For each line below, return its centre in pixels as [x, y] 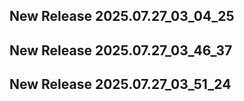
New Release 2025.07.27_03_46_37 [121, 50]
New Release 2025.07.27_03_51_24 [120, 84]
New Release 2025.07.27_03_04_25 [122, 16]
